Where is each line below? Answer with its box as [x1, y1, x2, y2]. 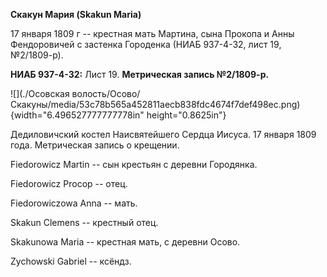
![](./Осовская [10, 88, 70, 99]
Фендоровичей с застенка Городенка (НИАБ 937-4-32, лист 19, [10, 39, 282, 50]
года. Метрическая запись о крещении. [10, 139, 180, 151]
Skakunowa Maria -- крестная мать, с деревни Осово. [10, 236, 241, 248]
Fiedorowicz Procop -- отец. [10, 178, 128, 189]
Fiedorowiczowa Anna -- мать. [10, 197, 138, 209]
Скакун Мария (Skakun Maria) [10, 9, 142, 20]
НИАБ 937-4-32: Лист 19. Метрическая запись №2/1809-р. [10, 69, 270, 80]
